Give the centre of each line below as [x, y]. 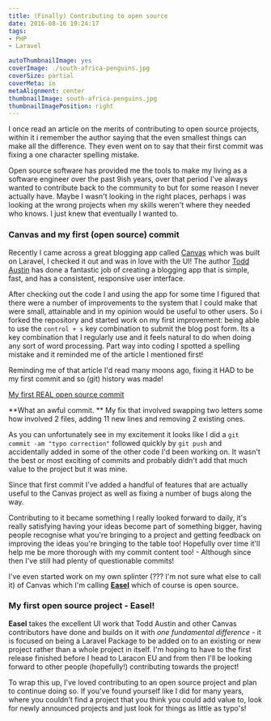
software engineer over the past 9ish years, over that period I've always [128, 179]
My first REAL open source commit [66, 394]
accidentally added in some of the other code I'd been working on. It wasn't [135, 452]
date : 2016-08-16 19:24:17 [54, 24]
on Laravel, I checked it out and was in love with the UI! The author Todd [129, 261]
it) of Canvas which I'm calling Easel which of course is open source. [123, 585]
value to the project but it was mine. [68, 469]
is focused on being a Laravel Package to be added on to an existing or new [135, 641]
